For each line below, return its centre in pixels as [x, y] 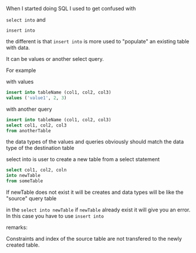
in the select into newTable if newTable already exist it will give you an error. [98, 210]
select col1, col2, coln [36, 170]
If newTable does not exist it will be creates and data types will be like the [95, 192]
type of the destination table [40, 148]
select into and [26, 20]
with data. [18, 47]
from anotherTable [28, 131]
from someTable [25, 181]
